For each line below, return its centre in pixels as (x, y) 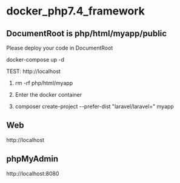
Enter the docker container (48, 95)
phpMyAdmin (32, 159)
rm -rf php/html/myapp (44, 83)
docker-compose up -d (35, 59)
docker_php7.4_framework (76, 11)
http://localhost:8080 (33, 173)
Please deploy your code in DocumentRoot (60, 48)
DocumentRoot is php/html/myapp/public (87, 34)
